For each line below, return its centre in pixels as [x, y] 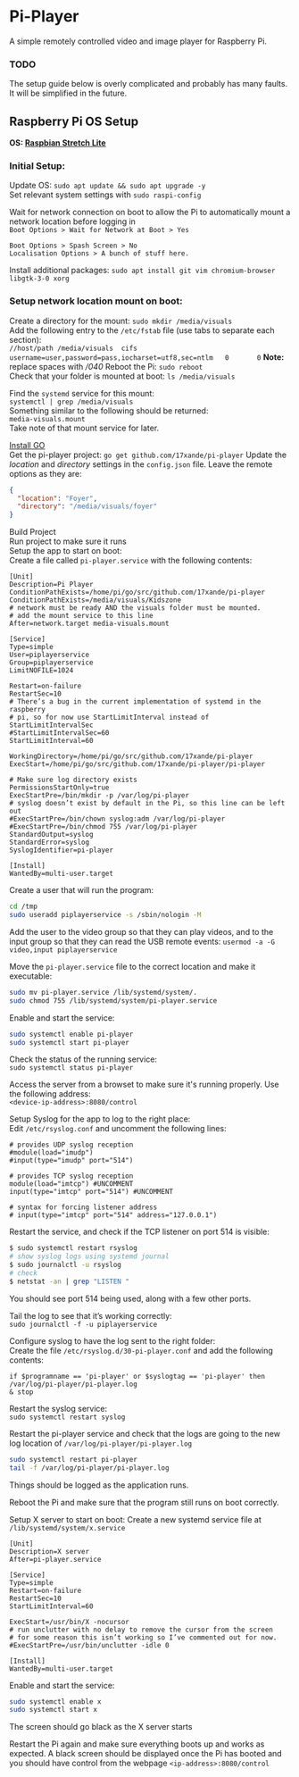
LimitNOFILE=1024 [42, 671]
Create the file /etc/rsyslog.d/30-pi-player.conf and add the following [141, 1350]
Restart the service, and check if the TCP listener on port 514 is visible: [140, 1232]
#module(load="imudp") [51, 1153]
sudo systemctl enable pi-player [71, 1034]
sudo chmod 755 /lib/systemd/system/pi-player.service [113, 1001]
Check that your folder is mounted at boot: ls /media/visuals [122, 376]
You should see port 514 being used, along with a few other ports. [130, 1298]
